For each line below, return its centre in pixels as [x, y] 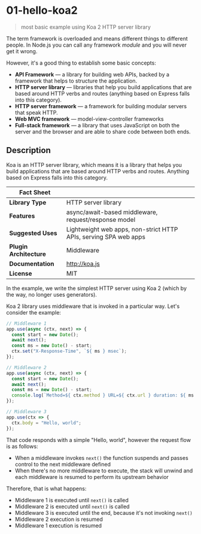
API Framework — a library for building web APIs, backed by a [92, 74]
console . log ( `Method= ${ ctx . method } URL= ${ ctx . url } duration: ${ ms [103, 395]
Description [28, 150]
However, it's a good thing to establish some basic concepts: [81, 63]
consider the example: [34, 312]
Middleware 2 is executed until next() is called [72, 506]
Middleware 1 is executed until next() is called [71, 500]
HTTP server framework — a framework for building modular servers [101, 106]
